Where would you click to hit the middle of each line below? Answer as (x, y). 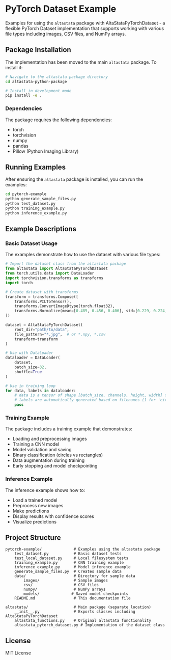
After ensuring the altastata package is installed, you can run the (74, 179)
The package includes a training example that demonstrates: (69, 429)
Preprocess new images (38, 505)
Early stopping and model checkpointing (55, 466)
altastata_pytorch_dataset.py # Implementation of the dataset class (90, 625)
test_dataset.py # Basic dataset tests (68, 554)
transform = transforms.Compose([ (42, 297)
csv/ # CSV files (61, 585)
